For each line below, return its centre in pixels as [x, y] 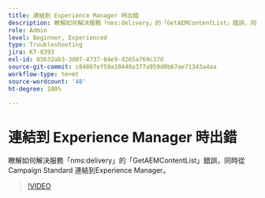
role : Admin [28, 30]
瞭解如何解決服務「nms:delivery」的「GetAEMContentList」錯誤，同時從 [127, 161]
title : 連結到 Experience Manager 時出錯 [74, 15]
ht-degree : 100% [35, 89]
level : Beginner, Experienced [58, 37]
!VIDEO [39, 186]
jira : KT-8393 [32, 52]
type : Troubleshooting [45, 45]
